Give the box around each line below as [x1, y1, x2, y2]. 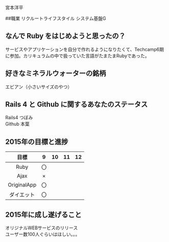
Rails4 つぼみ [5, 115, 33, 121]
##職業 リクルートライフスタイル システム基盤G [5, 15, 106, 21]
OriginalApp [8, 181, 37, 188]
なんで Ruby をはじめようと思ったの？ [5, 32, 126, 40]
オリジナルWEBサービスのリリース [5, 225, 78, 231]
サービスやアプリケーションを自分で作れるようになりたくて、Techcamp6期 [5, 46, 164, 52]
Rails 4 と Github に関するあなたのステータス [5, 100, 148, 109]
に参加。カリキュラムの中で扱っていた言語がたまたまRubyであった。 [5, 53, 150, 59]
